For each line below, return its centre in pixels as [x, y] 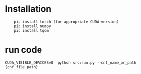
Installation [28, 9]
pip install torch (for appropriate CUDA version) [66, 22]
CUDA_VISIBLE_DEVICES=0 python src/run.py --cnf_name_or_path [71, 63]
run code [24, 50]
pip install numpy [32, 26]
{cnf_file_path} [21, 67]
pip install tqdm [31, 30]
